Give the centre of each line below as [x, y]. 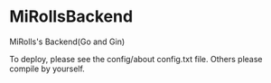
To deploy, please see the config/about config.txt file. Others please [136, 59]
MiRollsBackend [71, 17]
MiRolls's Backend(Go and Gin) [67, 41]
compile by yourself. [47, 69]
